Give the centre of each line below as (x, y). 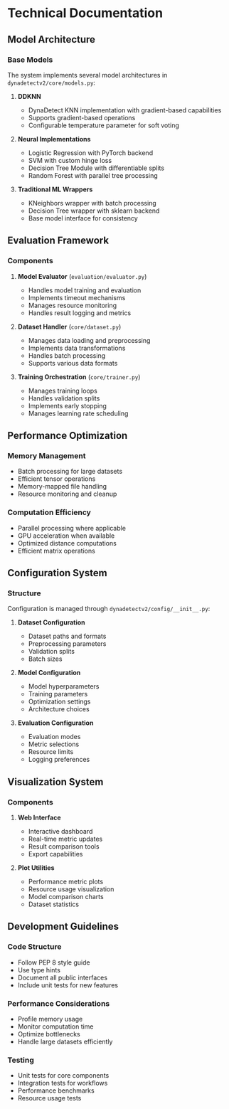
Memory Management (47, 455)
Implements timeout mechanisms (77, 297)
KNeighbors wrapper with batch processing (92, 203)
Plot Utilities (36, 867)
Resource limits (51, 752)
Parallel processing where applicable (72, 528)
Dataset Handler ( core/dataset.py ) (69, 327)
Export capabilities (55, 854)
